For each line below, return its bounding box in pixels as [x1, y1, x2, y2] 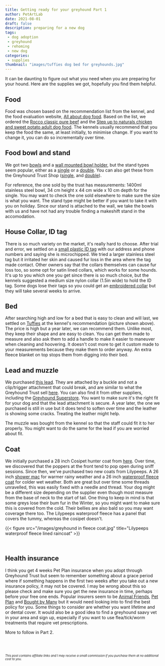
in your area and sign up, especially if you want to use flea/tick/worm [5, 614, 145, 620]
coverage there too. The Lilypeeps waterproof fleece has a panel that [5, 511, 146, 516]
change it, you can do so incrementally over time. [5, 134, 105, 140]
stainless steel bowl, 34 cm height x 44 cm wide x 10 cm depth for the [5, 187, 147, 193]
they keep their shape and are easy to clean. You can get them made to [5, 331, 150, 337]
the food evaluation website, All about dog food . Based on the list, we [5, 113, 146, 119]
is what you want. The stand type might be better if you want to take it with [5, 198, 157, 204]
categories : [5, 53, 30, 58]
